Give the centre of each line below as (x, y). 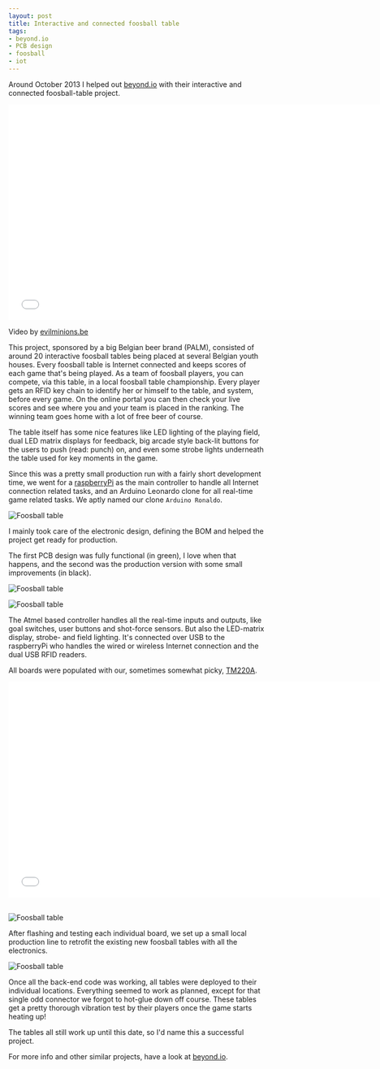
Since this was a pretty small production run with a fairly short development (135, 474)
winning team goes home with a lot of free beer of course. (106, 416)
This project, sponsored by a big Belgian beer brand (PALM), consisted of (131, 347)
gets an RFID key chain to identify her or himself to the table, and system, (131, 390)
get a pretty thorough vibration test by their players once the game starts (130, 1007)
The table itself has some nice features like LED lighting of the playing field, (134, 432)
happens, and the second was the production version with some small (125, 564)
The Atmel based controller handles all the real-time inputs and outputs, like (135, 620)
